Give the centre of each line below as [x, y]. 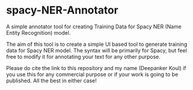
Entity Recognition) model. [39, 32]
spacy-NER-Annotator [62, 10]
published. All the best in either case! [51, 81]
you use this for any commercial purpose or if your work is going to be [92, 74]
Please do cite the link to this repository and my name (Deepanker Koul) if [96, 68]
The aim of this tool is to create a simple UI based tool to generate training [97, 44]
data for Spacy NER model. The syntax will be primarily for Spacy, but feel [96, 50]
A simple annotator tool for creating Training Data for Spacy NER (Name [94, 26]
